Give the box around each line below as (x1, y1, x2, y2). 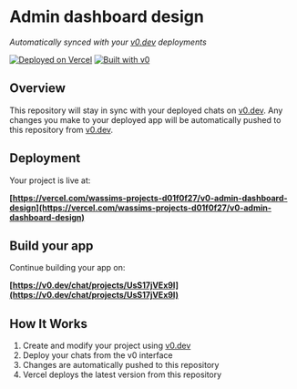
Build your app (9, 238, 94, 253)
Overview (9, 80, 67, 97)
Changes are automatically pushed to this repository (22, 360, 220, 371)
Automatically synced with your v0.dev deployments (9, 36, 207, 47)
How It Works (9, 316, 88, 332)
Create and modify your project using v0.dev (22, 340, 191, 352)
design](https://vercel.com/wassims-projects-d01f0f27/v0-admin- (9, 202, 271, 213)
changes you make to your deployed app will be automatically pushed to (9, 114, 282, 125)
